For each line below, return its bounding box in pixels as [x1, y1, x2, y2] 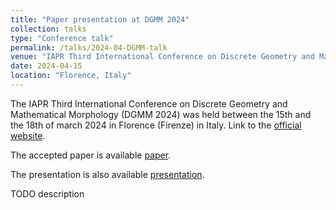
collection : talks [10, 24, 87, 34]
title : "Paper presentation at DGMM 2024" [10, 14, 190, 25]
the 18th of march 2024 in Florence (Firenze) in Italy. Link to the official [10, 119, 302, 131]
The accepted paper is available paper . [10, 149, 172, 161]
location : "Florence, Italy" [10, 71, 132, 81]
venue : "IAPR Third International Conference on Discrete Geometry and [10, 52, 315, 62]
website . [10, 129, 46, 141]
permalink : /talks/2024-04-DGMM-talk [10, 42, 168, 53]
